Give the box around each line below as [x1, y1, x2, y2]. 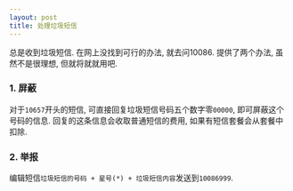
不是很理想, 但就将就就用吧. [16, 58, 118, 68]
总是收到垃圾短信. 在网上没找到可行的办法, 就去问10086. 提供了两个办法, [9, 46, 274, 58]
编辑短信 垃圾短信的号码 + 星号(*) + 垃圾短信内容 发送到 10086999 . [9, 172, 234, 183]
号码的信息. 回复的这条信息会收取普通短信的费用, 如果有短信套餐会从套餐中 [9, 115, 283, 125]
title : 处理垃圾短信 [9, 21, 77, 30]
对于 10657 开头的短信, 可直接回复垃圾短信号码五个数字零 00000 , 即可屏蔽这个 [9, 104, 285, 115]
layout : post [9, 12, 58, 22]
